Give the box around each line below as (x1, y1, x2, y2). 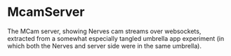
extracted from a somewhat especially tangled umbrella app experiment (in (7, 34, 225, 42)
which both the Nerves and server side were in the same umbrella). (7, 41, 202, 50)
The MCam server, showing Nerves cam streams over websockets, (7, 27, 202, 35)
